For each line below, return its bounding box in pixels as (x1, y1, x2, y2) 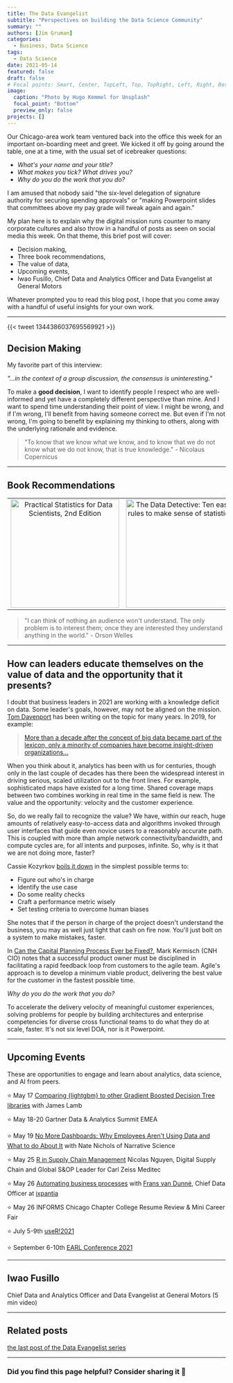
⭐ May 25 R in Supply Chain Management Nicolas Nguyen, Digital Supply (7, 1155, 216, 1163)
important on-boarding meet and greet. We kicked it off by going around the (7, 139, 225, 148)
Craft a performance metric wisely (17, 898, 116, 906)
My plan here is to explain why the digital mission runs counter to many (7, 216, 210, 225)
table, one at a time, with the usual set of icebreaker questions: (7, 147, 187, 155)
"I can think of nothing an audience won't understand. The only (24, 616, 205, 625)
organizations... (24, 748, 69, 756)
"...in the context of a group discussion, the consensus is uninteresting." (7, 374, 213, 383)
